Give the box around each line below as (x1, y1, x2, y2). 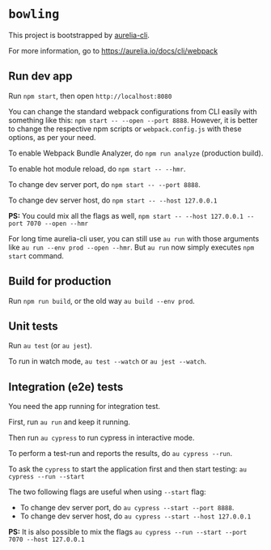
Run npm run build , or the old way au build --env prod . (8, 296, 196, 305)
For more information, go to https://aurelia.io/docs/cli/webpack (8, 45, 218, 55)
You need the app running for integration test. (8, 402, 160, 411)
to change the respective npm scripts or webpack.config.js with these (8, 124, 242, 134)
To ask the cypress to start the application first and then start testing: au (8, 464, 247, 474)
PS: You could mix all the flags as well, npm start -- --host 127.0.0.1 (8, 211, 244, 220)
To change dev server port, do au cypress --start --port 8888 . (19, 503, 235, 513)
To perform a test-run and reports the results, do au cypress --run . (8, 449, 233, 458)
